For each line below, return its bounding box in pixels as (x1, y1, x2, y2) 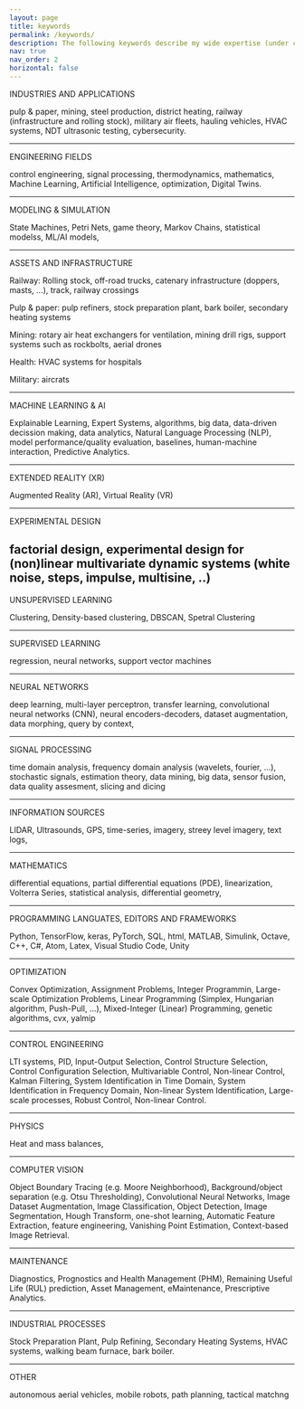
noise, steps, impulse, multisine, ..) (9, 571, 211, 586)
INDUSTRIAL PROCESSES (9, 1318, 106, 1329)
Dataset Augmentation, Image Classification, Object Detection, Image (9, 1200, 268, 1212)
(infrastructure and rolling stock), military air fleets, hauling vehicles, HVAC (9, 115, 288, 127)
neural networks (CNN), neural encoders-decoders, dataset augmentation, (9, 708, 288, 719)
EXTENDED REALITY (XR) (9, 472, 106, 483)
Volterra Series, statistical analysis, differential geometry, (9, 887, 222, 898)
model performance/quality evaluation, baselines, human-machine (9, 436, 258, 448)
